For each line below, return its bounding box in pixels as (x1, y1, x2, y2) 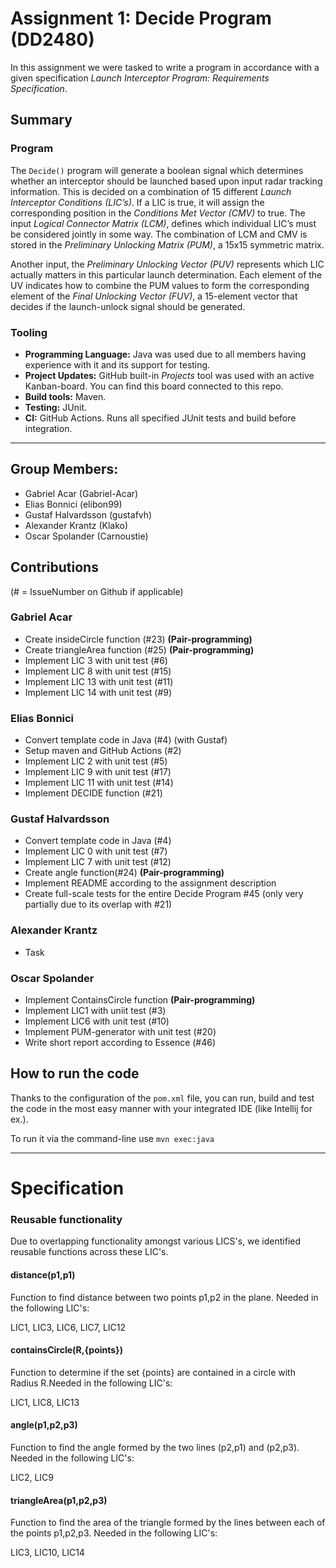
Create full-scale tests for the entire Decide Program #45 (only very (24, 888, 304, 900)
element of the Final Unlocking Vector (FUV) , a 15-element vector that (10, 290, 298, 302)
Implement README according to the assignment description (24, 877, 277, 889)
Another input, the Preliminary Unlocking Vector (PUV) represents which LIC (10, 258, 325, 270)
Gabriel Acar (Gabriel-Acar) (24, 487, 139, 499)
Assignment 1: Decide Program (10, 7, 272, 30)
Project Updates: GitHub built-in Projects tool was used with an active (24, 369, 315, 381)
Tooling (10, 325, 48, 339)
